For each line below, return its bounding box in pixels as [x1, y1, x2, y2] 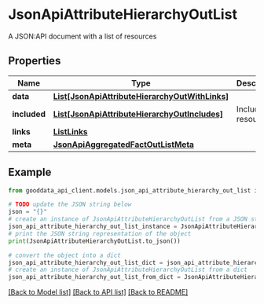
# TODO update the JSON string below [8, 200, 132, 209]
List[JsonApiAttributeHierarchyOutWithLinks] [53, 90, 229, 101]
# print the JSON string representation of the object [8, 229, 192, 237]
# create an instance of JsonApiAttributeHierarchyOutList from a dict [8, 266, 247, 274]
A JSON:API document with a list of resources [8, 31, 157, 41]
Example [8, 166, 52, 179]
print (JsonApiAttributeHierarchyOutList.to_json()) [8, 237, 181, 245]
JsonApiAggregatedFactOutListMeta [53, 139, 195, 150]
